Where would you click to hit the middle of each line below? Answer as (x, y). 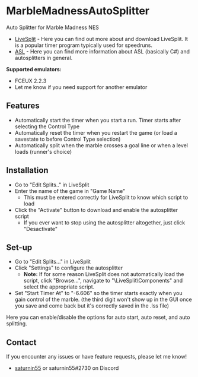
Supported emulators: (34, 69)
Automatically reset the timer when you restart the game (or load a (96, 132)
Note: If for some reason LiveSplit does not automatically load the (104, 274)
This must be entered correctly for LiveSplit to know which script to (106, 197)
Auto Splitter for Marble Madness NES (53, 27)
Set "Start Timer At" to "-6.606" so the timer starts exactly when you (98, 293)
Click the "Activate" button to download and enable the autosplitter (96, 210)
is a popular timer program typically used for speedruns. (84, 45)
